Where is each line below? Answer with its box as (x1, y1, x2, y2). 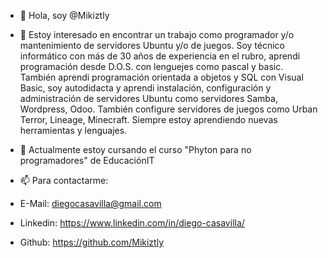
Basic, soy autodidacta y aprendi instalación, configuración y (19, 82, 272, 94)
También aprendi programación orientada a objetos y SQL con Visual (19, 71, 304, 83)
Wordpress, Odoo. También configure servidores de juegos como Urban (19, 103, 318, 115)
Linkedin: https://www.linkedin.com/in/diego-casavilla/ (19, 217, 245, 229)
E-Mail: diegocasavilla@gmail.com (19, 198, 162, 209)
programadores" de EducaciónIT (19, 155, 155, 166)
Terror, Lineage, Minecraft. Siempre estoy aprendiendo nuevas (19, 114, 278, 125)
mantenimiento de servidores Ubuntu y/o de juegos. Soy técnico (19, 40, 285, 51)
